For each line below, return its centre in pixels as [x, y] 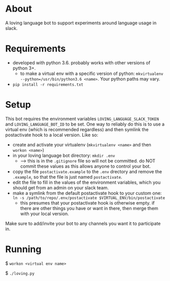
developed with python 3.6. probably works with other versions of [81, 63]
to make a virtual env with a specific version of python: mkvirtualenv [92, 73]
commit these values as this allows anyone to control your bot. [86, 166]
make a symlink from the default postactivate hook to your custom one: [87, 193]
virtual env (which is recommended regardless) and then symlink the [77, 129]
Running [23, 249]
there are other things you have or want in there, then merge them [89, 208]
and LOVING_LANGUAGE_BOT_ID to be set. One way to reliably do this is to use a [85, 124]
